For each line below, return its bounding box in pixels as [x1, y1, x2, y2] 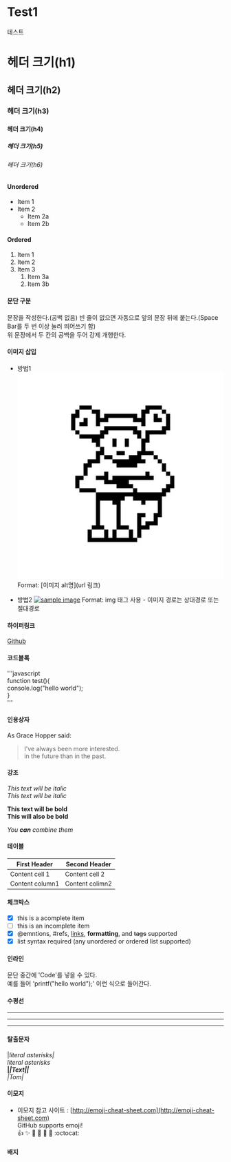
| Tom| [7, 1072, 24, 1081]
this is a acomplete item [16, 914, 85, 922]
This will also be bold [7, 812, 69, 820]
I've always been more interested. [23, 744, 120, 753]
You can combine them [7, 825, 74, 834]
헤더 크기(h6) [7, 161, 43, 169]
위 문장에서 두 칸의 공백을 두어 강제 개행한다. [7, 330, 126, 338]
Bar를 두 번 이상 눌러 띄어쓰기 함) [7, 322, 96, 330]
